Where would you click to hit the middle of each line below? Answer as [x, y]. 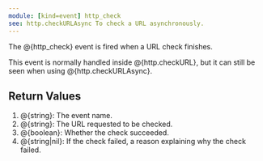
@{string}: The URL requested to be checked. [96, 124]
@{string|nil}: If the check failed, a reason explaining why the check [133, 142]
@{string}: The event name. [66, 116]
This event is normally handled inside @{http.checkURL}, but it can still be [132, 62]
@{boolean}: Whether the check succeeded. [95, 133]
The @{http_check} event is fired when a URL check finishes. [110, 46]
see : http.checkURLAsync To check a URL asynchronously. [106, 23]
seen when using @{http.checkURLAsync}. [80, 70]
